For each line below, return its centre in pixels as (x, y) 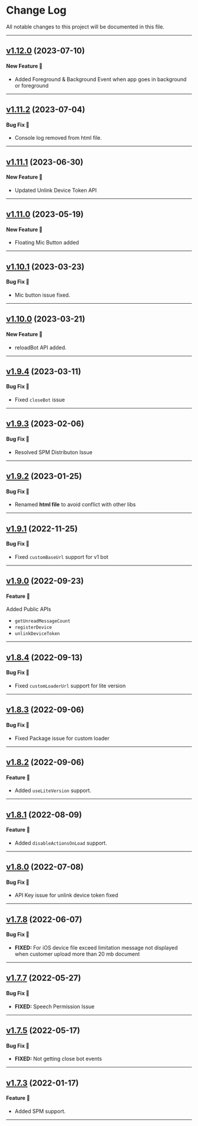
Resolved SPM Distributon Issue (53, 452)
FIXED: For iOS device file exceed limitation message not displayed (96, 948)
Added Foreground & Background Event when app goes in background (100, 79)
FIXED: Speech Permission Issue (55, 1006)
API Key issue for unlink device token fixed (66, 895)
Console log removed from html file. (58, 138)
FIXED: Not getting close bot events (58, 1059)
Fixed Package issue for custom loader (62, 738)
